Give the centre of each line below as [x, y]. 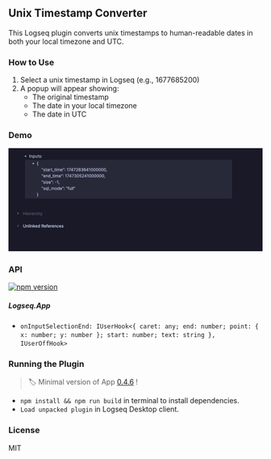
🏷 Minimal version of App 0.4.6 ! [83, 382]
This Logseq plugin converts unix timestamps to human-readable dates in [131, 32]
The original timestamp [70, 97]
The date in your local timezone [84, 106]
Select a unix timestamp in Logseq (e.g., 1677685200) [110, 80]
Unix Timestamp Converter [78, 13]
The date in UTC [59, 114]
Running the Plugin [46, 364]
